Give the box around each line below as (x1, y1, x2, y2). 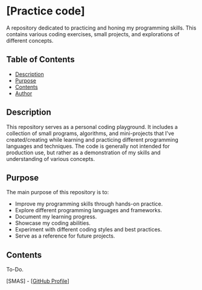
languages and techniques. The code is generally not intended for (6, 142, 170, 150)
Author (14, 89, 33, 97)
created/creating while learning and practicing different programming (6, 136, 179, 143)
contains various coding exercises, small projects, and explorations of (6, 30, 180, 37)
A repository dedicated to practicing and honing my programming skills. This (6, 24, 197, 31)
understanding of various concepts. (6, 155, 95, 162)
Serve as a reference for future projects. (14, 232, 116, 239)
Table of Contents (6, 54, 75, 65)
